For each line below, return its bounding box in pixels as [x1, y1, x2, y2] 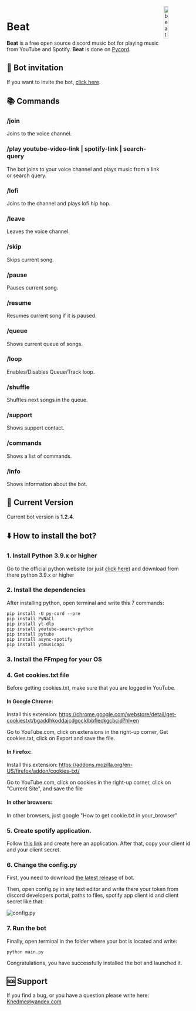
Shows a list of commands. [6, 453, 72, 460]
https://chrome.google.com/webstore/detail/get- [59, 711, 177, 718]
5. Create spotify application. [6, 826, 92, 834]
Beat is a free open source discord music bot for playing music [6, 39, 159, 46]
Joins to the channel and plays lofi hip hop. [6, 200, 111, 207]
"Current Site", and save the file [6, 785, 83, 792]
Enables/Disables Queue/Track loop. [6, 368, 95, 375]
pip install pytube [6, 631, 55, 637]
